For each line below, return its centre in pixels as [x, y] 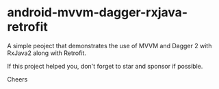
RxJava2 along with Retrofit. [47, 53]
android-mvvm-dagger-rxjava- [98, 13]
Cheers [17, 79]
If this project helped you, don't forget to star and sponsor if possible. [105, 66]
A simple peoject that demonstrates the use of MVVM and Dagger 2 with [109, 46]
